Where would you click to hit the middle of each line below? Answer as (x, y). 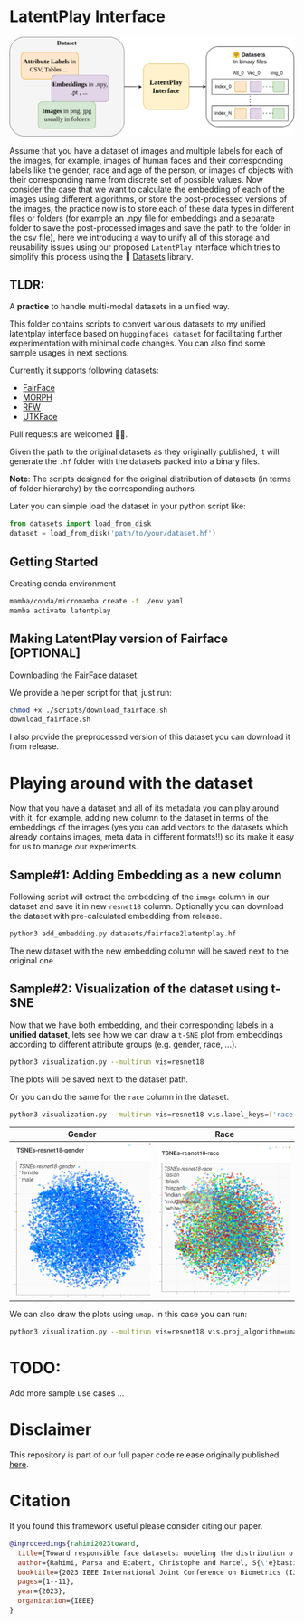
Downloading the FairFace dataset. (75, 675)
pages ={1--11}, (46, 1582)
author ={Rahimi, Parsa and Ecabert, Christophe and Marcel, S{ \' (143, 1562)
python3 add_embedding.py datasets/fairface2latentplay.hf (123, 934)
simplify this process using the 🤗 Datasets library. (101, 256)
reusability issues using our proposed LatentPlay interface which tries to (145, 247)
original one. (33, 960)
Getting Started (54, 561)
